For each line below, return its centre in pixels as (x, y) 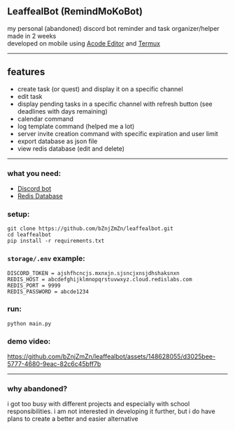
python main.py (29, 323)
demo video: (29, 341)
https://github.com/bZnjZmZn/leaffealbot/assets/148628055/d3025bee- (111, 356)
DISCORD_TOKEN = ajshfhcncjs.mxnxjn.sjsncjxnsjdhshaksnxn (93, 273)
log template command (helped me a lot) (76, 126)
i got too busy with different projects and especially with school (99, 404)
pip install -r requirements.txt (56, 241)
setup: (19, 214)
